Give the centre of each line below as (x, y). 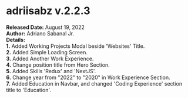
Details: (16, 40)
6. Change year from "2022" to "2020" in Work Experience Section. (88, 77)
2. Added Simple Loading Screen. (47, 52)
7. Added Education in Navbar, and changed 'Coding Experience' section (94, 83)
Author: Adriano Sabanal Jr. (40, 33)
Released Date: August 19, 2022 (46, 27)
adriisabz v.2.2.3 (48, 11)
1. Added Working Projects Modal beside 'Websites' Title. (75, 46)
